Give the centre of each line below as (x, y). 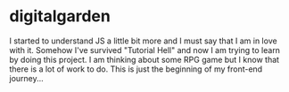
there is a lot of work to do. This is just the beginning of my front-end (136, 69)
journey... (27, 78)
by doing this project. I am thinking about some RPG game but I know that (144, 59)
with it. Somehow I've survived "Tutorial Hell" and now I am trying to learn (145, 50)
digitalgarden (60, 16)
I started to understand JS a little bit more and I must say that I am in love (144, 41)
